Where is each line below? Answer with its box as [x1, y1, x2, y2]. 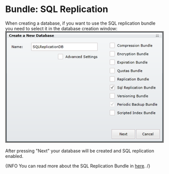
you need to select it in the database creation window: [5, 25, 118, 31]
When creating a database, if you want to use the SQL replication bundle [5, 20, 156, 26]
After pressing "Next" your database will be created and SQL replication [5, 148, 154, 154]
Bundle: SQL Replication [5, 4, 108, 15]
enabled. [5, 153, 24, 159]
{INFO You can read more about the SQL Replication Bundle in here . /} [5, 163, 150, 169]
